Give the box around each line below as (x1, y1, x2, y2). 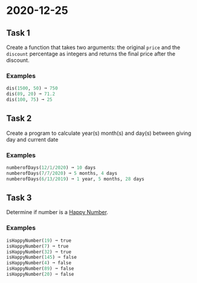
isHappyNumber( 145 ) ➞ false (6, 255, 77, 261)
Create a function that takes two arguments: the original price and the (6, 44, 181, 51)
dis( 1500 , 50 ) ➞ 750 (6, 85, 59, 91)
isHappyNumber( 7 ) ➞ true (6, 243, 69, 249)
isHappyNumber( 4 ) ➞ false (6, 260, 71, 266)
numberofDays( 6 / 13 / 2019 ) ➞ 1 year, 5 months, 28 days (6, 176, 145, 182)
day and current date (6, 135, 59, 143)
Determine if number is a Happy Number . (6, 209, 109, 216)
